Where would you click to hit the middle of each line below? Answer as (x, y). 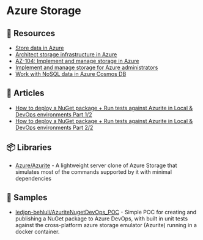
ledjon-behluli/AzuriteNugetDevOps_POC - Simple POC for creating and (106, 212)
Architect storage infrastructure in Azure (66, 54)
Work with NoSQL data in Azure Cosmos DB (71, 74)
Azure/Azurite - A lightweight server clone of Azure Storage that (96, 165)
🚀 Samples (27, 197)
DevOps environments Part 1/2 (54, 114)
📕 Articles (25, 93)
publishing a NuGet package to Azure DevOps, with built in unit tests (102, 219)
